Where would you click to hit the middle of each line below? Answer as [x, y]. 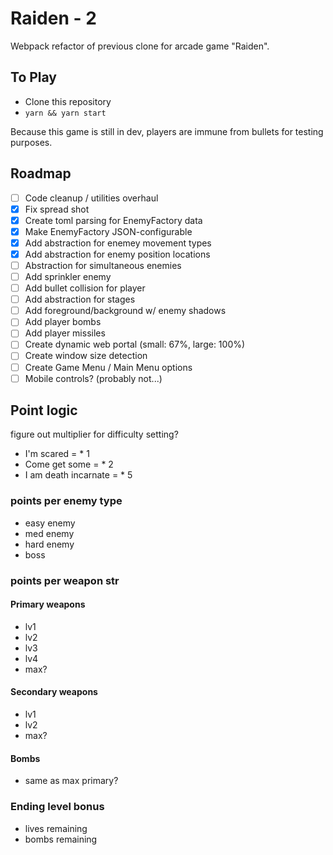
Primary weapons [48, 604]
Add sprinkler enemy [68, 276]
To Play [34, 77]
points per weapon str [65, 580]
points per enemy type [66, 501]
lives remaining [56, 828]
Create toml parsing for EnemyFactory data [113, 220]
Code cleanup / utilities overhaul [91, 198]
